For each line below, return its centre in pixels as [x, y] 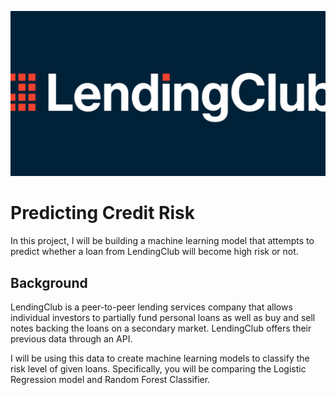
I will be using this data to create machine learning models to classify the [160, 358]
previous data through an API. [71, 339]
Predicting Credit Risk [102, 213]
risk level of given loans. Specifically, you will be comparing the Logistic [158, 369]
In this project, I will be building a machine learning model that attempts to [162, 241]
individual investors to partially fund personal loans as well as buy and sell [163, 318]
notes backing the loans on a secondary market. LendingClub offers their [161, 328]
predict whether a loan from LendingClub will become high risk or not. [154, 252]
